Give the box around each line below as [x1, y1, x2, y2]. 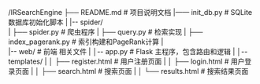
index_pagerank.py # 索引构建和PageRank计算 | [8, 37, 164, 46]
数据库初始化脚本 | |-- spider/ [8, 17, 103, 27]
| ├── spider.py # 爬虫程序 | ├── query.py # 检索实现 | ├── [8, 27, 203, 36]
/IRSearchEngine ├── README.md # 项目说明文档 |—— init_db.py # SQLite [8, 8, 253, 16]
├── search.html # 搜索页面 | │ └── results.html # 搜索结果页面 [41, 67, 249, 75]
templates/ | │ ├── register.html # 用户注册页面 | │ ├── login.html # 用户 [8, 57, 245, 66]
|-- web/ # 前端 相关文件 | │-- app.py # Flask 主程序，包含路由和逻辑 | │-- [8, 47, 248, 56]
